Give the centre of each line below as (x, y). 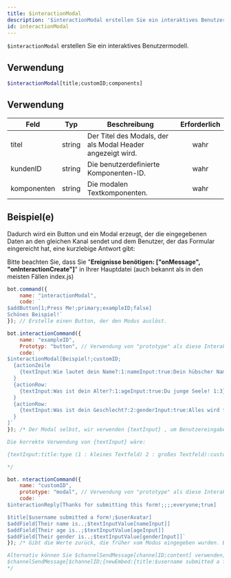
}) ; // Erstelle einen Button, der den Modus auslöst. (87, 321)
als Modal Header (115, 144)
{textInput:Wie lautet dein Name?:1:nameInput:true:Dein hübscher (117, 372)
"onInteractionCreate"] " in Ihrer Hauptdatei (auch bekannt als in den (105, 269)
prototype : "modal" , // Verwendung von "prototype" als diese (110, 492)
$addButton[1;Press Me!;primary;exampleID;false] (80, 308)
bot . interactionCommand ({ (44, 333)
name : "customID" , (46, 486)
